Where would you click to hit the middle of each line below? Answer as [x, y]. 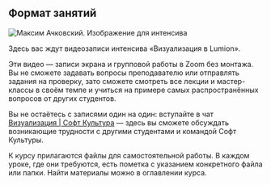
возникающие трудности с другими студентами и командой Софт [123, 131]
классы [21, 90]
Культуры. [26, 140]
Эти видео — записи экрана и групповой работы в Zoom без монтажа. [131, 64]
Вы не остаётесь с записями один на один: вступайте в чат [111, 114]
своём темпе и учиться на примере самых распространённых [150, 90]
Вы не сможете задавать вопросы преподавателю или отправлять [124, 73]
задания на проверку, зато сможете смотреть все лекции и [112, 81]
